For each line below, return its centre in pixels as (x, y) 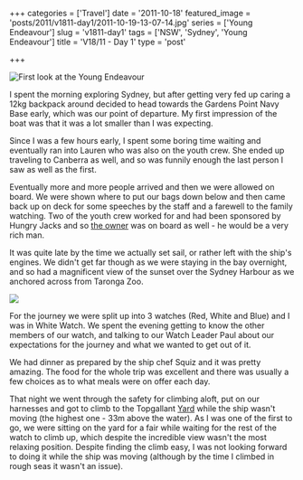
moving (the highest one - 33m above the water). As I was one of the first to (151, 418)
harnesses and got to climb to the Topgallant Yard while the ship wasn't (142, 409)
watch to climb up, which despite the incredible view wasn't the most (138, 437)
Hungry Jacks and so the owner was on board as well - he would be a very (149, 226)
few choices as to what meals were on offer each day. (110, 381)
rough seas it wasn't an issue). (66, 466)
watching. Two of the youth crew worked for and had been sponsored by (146, 216)
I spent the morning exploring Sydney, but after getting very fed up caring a (150, 94)
